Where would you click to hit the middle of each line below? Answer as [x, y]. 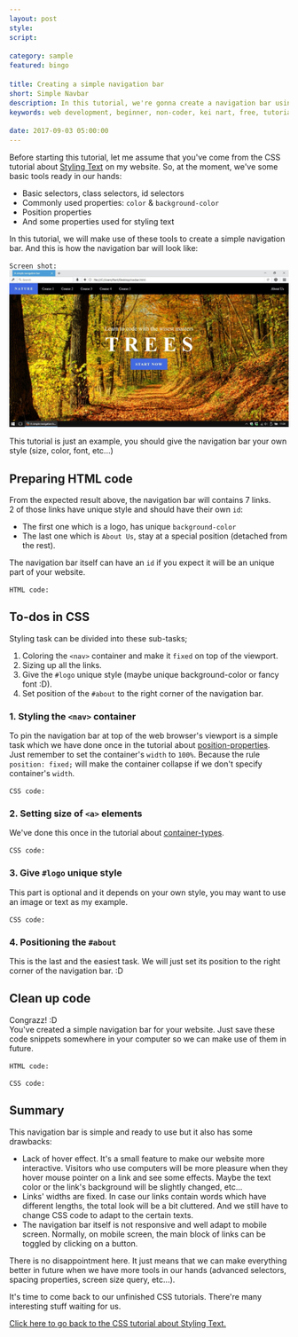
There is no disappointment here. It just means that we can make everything [148, 1261]
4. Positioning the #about [63, 942]
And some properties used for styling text [98, 222]
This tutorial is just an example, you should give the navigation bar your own [148, 441]
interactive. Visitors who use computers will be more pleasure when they [155, 1168]
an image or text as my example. [69, 901]
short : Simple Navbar [49, 93]
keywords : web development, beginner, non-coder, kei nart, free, [134, 112]
